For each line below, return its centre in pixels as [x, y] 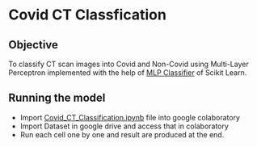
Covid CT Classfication [88, 15]
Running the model [57, 98]
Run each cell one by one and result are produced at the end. [122, 134]
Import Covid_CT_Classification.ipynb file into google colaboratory [130, 117]
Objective [34, 45]
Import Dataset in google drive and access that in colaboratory [124, 126]
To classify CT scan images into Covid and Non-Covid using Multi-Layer [128, 64]
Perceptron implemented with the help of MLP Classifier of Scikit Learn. [128, 73]
